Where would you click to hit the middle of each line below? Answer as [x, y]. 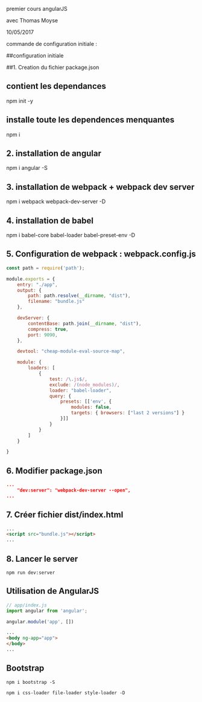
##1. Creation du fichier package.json [53, 67]
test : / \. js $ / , [68, 379]
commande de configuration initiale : [52, 44]
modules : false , [91, 408]
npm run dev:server [31, 573]
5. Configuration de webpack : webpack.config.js [101, 254]
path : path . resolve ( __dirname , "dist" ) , [79, 296]
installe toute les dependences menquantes [90, 120]
